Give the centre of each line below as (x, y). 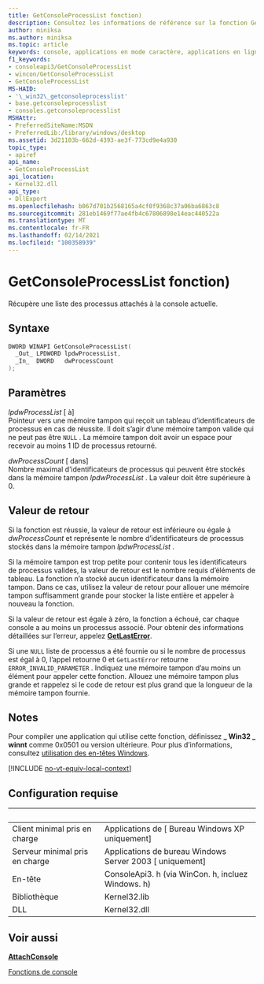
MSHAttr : (22, 118)
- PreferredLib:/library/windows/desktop (77, 132)
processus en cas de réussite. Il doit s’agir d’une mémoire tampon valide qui (131, 429)
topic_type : (27, 147)
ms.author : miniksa (40, 37)
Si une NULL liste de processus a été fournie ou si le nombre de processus (127, 650)
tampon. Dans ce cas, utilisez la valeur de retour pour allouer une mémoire (129, 587)
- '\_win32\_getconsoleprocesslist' (68, 96)
